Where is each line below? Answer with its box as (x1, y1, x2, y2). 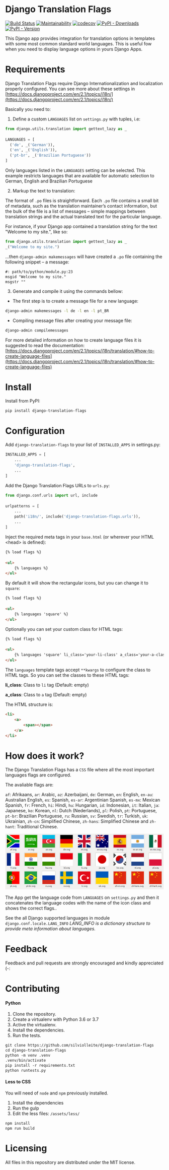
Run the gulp (12, 1105, 39, 1111)
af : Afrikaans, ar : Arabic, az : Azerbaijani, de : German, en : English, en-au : (5, 792, 153, 798)
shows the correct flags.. (5, 905, 57, 912)
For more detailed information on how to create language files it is (5, 337, 142, 343)
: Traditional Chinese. (14, 824, 58, 830)
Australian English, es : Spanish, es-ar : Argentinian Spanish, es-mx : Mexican (5, 797, 160, 803)
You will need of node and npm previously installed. (5, 1090, 109, 1096)
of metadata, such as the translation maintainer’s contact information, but (5, 203, 157, 209)
